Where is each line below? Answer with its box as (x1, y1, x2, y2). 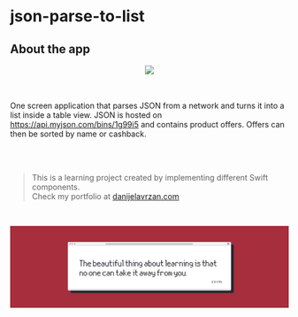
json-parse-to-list (10, 6, 145, 27)
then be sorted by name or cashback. (10, 128, 147, 139)
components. (31, 182, 80, 192)
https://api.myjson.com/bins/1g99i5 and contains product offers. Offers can (10, 120, 286, 129)
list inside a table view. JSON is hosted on (10, 110, 163, 120)
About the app (10, 42, 91, 57)
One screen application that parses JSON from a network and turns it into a (10, 100, 285, 111)
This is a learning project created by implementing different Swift (31, 173, 269, 182)
